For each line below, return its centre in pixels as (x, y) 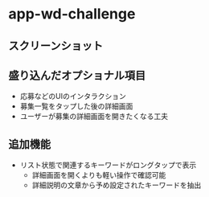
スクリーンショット (55, 45)
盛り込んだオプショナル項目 (77, 75)
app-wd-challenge (72, 14)
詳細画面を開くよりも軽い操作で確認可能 (99, 175)
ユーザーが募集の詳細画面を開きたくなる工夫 (94, 117)
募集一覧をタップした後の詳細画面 (76, 106)
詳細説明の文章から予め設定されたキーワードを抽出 (117, 185)
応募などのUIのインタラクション (73, 96)
